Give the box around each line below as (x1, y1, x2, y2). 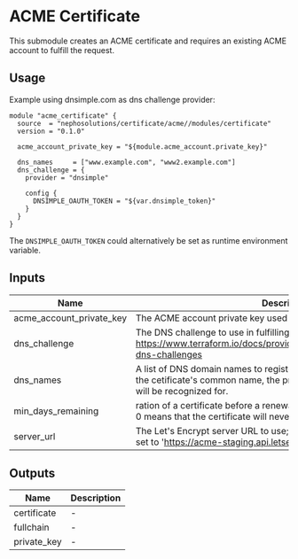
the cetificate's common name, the (136, 374, 281, 386)
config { (25, 189, 58, 198)
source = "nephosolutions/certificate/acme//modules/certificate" (17, 119, 272, 128)
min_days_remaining (13, 405, 99, 417)
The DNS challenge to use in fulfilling (136, 326, 290, 338)
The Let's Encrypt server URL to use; (136, 424, 289, 437)
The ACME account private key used (136, 312, 288, 324)
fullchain (13, 521, 51, 533)
